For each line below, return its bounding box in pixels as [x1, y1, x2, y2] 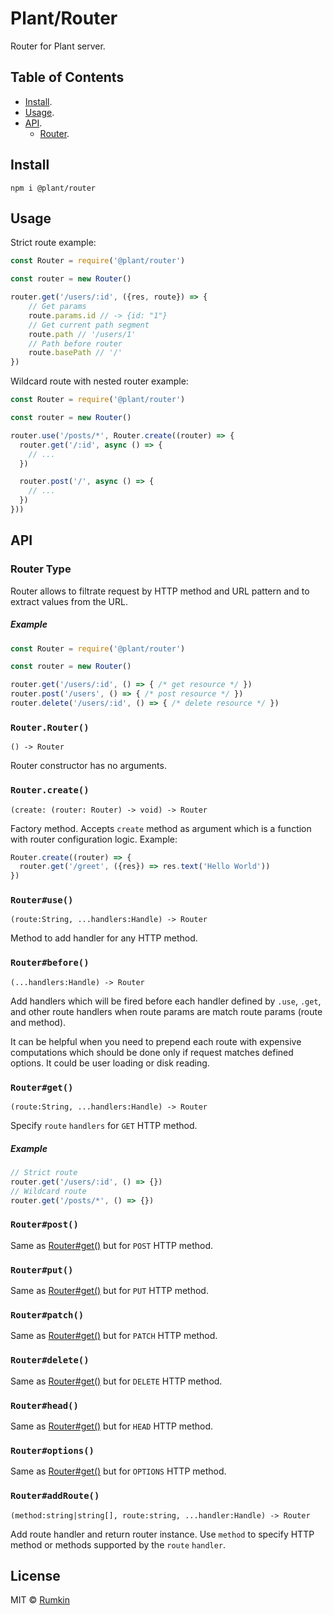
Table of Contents [10, 69, 125, 86]
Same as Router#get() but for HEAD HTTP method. [10, 1420, 214, 1432]
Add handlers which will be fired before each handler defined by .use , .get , [10, 995, 322, 1007]
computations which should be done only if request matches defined [10, 1046, 294, 1058]
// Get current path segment [28, 320, 150, 330]
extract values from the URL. [10, 595, 128, 607]
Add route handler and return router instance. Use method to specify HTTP [10, 1528, 315, 1540]
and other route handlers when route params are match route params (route [10, 1005, 323, 1017]
